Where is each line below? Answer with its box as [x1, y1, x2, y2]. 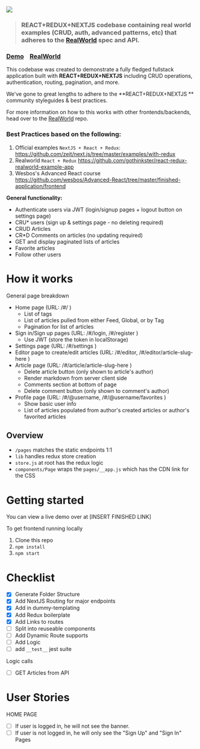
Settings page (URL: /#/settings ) [14, 342, 97, 349]
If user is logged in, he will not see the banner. [14, 722, 130, 730]
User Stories [6, 691, 70, 704]
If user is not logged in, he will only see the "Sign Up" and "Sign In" [14, 729, 182, 736]
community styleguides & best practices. [6, 97, 108, 104]
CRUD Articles [14, 225, 51, 232]
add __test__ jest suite [14, 645, 72, 652]
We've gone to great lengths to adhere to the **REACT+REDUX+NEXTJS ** [6, 91, 194, 98]
